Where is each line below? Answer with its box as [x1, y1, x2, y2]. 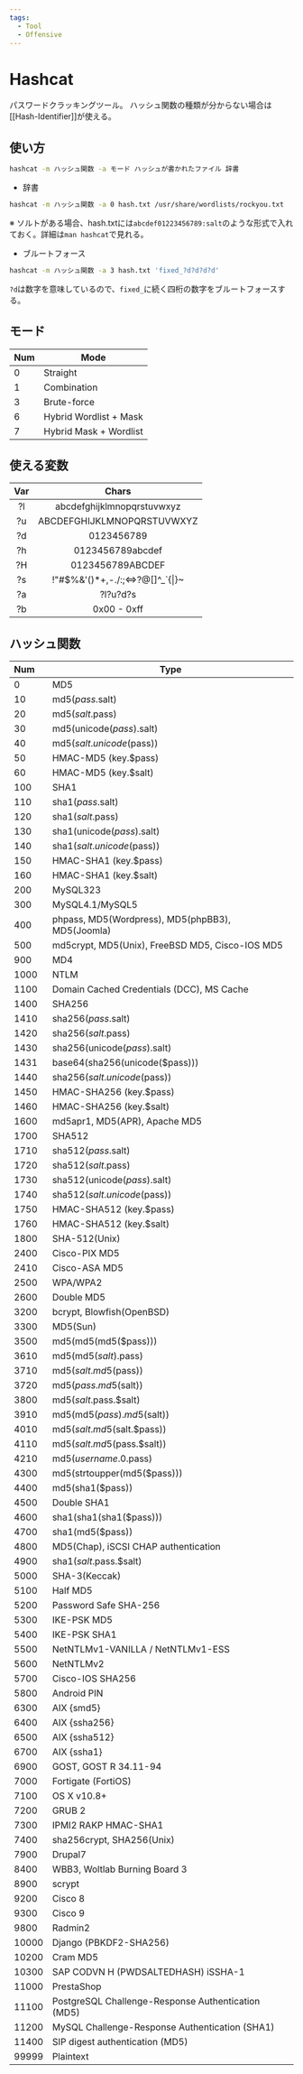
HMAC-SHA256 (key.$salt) [51, 1100, 170, 1113]
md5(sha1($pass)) [51, 1482, 133, 1495]
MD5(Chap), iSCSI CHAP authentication [51, 1541, 221, 1553]
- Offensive [17, 30, 63, 39]
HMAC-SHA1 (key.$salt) [51, 869, 158, 882]
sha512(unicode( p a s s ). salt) [51, 1174, 172, 1187]
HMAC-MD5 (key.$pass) [51, 752, 160, 764]
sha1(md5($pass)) [51, 1526, 133, 1539]
